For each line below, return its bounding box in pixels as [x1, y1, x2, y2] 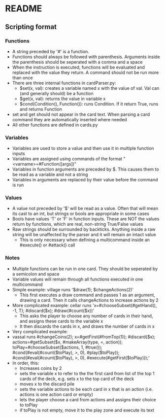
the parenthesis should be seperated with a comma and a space [12, 59, 143, 65]
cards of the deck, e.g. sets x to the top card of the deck [19, 376, 134, 382]
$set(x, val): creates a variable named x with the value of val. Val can [19, 85, 160, 91]
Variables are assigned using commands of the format [12, 156, 122, 162]
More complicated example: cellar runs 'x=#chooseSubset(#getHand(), [12, 302, 157, 308]
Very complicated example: [12, 328, 68, 334]
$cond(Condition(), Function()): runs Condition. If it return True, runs [19, 101, 159, 106]
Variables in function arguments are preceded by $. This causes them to [12, 166, 159, 173]
